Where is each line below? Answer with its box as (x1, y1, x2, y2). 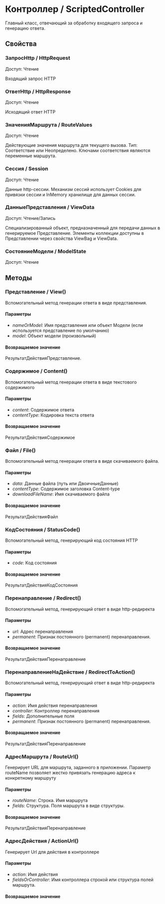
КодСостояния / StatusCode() (5, 526, 81, 533)
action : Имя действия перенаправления (12, 703, 97, 708)
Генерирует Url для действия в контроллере (5, 849, 99, 855)
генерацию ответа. (5, 25, 46, 31)
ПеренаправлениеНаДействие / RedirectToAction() (5, 668, 135, 675)
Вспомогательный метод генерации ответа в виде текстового (5, 379, 137, 385)
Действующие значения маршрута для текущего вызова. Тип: (5, 142, 138, 148)
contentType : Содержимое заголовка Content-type (12, 486, 120, 492)
